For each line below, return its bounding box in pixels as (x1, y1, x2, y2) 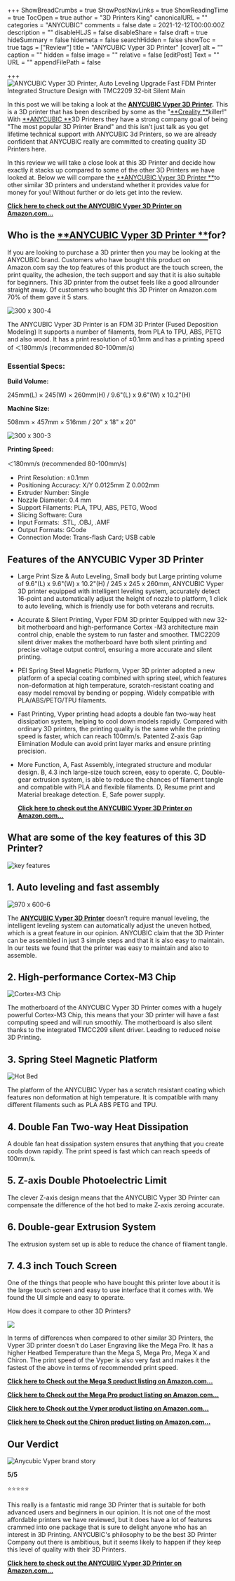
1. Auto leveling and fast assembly (7, 881, 160, 893)
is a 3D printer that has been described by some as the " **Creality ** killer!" (7, 108, 227, 116)
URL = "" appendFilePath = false (7, 58, 102, 66)
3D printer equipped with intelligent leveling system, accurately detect (17, 587, 220, 595)
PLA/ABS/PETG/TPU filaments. (17, 695, 107, 704)
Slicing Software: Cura (17, 511, 83, 520)
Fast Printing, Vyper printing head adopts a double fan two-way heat (17, 710, 216, 718)
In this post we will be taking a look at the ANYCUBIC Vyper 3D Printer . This (7, 100, 229, 108)
